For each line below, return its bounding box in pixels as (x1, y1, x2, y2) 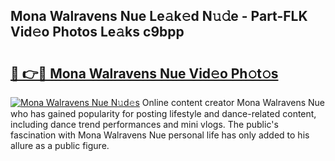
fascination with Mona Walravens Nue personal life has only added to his (10, 129, 310, 141)
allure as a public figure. (10, 140, 110, 151)
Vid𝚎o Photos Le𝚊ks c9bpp (10, 24, 185, 41)
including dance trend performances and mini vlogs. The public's (10, 119, 279, 130)
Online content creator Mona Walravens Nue (141, 97, 325, 108)
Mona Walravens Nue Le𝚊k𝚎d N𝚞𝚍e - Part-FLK (10, 8, 308, 25)
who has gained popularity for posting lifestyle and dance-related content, (10, 108, 317, 119)
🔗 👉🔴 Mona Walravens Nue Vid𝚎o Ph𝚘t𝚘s (10, 65, 279, 82)
